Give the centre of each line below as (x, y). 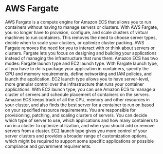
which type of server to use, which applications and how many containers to (81, 120)
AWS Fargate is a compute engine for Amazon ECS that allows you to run (78, 22)
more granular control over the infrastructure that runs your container (75, 84)
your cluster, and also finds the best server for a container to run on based (80, 105)
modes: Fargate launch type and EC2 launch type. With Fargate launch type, (81, 63)
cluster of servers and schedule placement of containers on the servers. (77, 94)
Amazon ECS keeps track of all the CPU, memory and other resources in (77, 99)
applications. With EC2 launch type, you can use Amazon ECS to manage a (80, 89)
